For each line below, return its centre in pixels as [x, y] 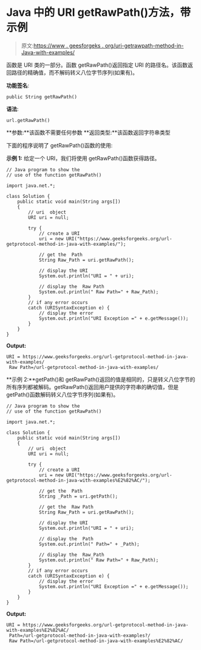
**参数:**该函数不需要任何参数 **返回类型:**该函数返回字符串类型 [89, 132]
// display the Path [66, 539]
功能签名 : [18, 85]
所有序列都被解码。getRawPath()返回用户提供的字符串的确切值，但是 [93, 387]
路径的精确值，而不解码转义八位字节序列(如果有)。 [75, 72]
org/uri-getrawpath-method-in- [144, 46]
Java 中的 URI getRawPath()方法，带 [99, 12]
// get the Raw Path [66, 507]
